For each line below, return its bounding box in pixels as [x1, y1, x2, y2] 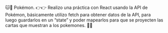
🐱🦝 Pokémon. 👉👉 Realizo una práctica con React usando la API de [5, 4, 148, 10]
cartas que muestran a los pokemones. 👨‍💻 [5, 22, 93, 28]
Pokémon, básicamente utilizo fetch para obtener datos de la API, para [5, 12, 151, 17]
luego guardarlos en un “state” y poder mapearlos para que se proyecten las [5, 17, 163, 23]
